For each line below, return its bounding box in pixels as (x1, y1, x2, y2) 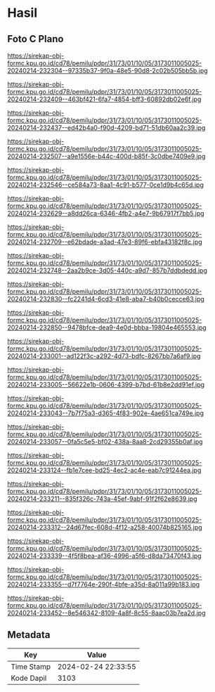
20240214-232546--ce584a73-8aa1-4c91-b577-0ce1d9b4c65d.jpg (7, 181, 204, 189)
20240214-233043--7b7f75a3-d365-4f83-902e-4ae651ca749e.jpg (7, 409, 204, 417)
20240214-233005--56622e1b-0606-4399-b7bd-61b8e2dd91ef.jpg (7, 381, 205, 389)
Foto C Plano (7, 33, 64, 45)
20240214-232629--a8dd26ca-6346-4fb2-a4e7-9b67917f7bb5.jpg (7, 209, 205, 217)
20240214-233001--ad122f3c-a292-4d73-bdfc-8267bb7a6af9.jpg (7, 352, 201, 360)
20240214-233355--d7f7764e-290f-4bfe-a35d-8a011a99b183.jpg (7, 580, 200, 588)
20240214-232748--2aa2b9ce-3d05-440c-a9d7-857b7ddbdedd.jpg (7, 266, 207, 275)
